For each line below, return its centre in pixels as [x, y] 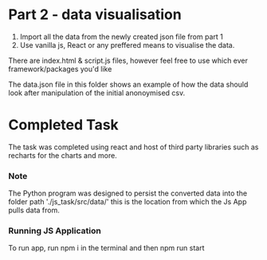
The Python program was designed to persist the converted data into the [128, 193]
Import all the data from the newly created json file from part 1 [121, 37]
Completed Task [64, 125]
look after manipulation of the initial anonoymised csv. [97, 92]
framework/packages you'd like [60, 68]
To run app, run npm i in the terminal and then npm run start [106, 248]
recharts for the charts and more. [63, 155]
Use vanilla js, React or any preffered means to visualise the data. [127, 45]
